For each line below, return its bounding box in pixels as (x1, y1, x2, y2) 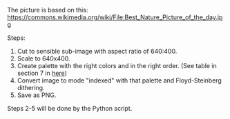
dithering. (17, 84, 45, 91)
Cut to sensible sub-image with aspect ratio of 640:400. (17, 47, 178, 55)
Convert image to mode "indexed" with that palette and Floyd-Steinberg (17, 76, 222, 85)
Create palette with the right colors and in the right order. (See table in (17, 62, 218, 69)
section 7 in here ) (17, 69, 67, 77)
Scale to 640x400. (17, 54, 70, 63)
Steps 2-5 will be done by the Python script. (7, 105, 133, 112)
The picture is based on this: (7, 6, 88, 14)
